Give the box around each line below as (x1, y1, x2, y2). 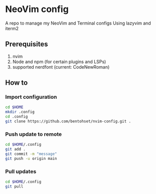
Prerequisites (5, 40, 48, 49)
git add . (5, 147, 26, 152)
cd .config (5, 114, 28, 119)
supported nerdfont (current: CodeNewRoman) (12, 64, 110, 70)
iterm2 (5, 25, 19, 31)
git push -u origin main (5, 156, 57, 161)
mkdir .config (5, 109, 35, 115)
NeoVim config (5, 4, 69, 15)
